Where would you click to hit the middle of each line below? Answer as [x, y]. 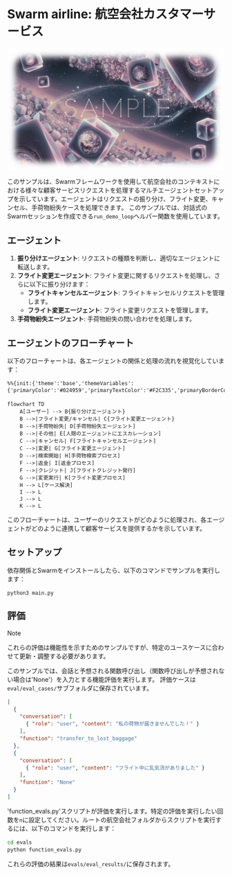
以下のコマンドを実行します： [73, 828]
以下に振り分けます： [60, 284]
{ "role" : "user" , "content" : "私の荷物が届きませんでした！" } [112, 724]
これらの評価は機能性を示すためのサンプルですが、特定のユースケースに [109, 647]
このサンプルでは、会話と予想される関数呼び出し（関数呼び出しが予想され [113, 671]
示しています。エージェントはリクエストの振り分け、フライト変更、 [115, 199]
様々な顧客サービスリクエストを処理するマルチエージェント [110, 191]
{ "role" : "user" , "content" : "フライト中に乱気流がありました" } [115, 768]
